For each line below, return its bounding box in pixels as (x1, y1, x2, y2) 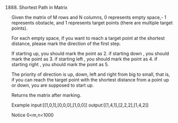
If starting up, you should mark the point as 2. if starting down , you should (11, 51, 169, 56)
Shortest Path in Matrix (18, 5, 68, 10)
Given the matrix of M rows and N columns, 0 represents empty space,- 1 (11, 14, 167, 20)
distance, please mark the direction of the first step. (11, 40, 121, 47)
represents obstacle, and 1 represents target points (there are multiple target (11, 20, 173, 26)
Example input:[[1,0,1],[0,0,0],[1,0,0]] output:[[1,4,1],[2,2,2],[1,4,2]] (11, 102, 149, 108)
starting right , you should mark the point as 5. (11, 61, 109, 67)
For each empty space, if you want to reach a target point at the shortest (11, 35, 165, 41)
